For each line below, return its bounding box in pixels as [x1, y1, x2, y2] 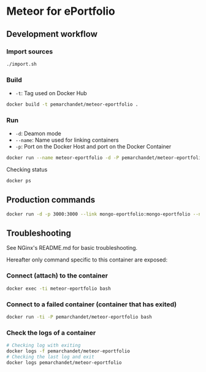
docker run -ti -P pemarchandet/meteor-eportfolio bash [6, 314, 152, 320]
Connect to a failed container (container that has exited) [6, 300, 177, 308]
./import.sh [6, 61, 37, 67]
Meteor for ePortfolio [6, 4, 115, 18]
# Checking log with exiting [6, 343, 81, 349]
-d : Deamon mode [15, 130, 61, 138]
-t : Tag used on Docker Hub [15, 90, 87, 97]
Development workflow [6, 29, 98, 39]
